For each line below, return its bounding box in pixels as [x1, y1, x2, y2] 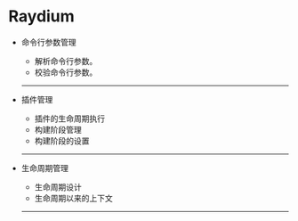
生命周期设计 [34, 181, 82, 192]
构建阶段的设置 [34, 135, 90, 146]
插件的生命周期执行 [34, 113, 106, 124]
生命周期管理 [20, 162, 68, 173]
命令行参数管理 [20, 37, 77, 47]
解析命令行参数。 [34, 55, 98, 66]
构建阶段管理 [34, 124, 82, 135]
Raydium [8, 6, 75, 27]
